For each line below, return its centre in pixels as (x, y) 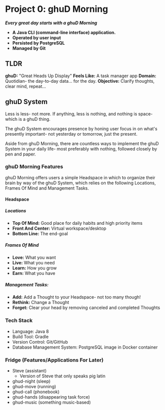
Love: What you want (34, 257)
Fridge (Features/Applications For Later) (54, 360)
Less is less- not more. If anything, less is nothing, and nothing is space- (79, 114)
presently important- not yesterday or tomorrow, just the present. (71, 134)
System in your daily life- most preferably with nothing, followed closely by (81, 149)
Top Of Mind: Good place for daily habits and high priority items (77, 223)
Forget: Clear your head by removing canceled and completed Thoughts (86, 307)
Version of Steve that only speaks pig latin (62, 376)
